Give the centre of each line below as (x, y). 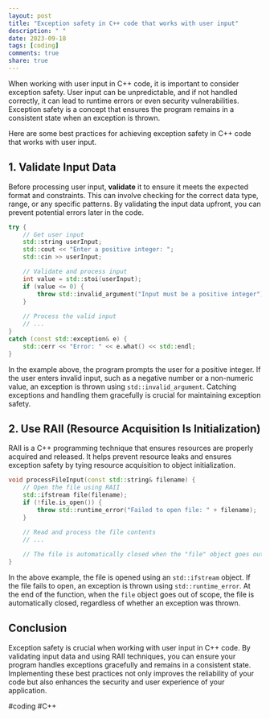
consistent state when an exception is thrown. (84, 118)
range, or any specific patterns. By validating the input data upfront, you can (135, 204)
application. (28, 690)
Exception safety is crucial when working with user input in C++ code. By (129, 647)
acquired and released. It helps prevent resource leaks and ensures (120, 457)
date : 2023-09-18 (37, 38)
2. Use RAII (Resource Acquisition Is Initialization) (135, 429)
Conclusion (38, 628)
